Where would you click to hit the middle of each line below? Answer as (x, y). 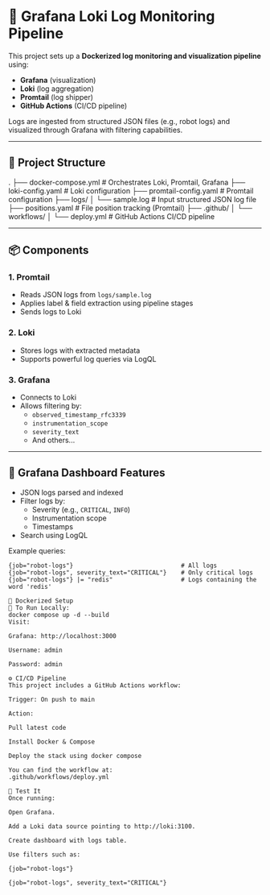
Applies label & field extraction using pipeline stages (106, 303)
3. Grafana (29, 379)
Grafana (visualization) (58, 80)
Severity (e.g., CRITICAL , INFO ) (81, 509)
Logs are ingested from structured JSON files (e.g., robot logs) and (119, 121)
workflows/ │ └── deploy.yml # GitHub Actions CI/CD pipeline (112, 216)
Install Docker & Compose (51, 742)
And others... (53, 440)
